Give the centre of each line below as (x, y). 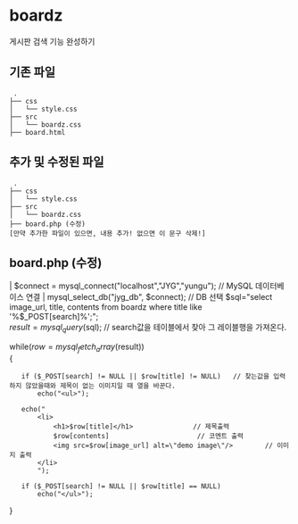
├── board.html (37, 132)
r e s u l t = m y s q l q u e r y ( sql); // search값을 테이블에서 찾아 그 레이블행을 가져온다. (148, 329)
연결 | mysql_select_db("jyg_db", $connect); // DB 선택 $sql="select (149, 297)
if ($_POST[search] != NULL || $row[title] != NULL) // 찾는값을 (145, 376)
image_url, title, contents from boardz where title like (106, 307)
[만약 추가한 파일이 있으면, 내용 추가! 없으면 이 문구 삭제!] (108, 233)
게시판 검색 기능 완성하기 (52, 41)
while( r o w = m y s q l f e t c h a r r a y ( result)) (77, 347)
